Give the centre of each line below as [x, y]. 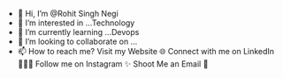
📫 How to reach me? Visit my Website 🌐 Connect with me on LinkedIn [146, 51]
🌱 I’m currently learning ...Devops [78, 32]
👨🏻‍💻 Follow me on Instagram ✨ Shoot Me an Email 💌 [113, 64]
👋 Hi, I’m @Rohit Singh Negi [68, 14]
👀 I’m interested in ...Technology [76, 23]
